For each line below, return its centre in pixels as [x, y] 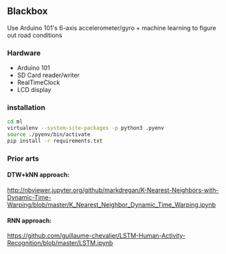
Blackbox [27, 11]
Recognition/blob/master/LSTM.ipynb [60, 243]
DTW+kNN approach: [38, 175]
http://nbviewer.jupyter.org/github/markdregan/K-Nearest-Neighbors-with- [113, 190]
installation [26, 108]
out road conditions [35, 35]
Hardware [24, 53]
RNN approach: [30, 220]
